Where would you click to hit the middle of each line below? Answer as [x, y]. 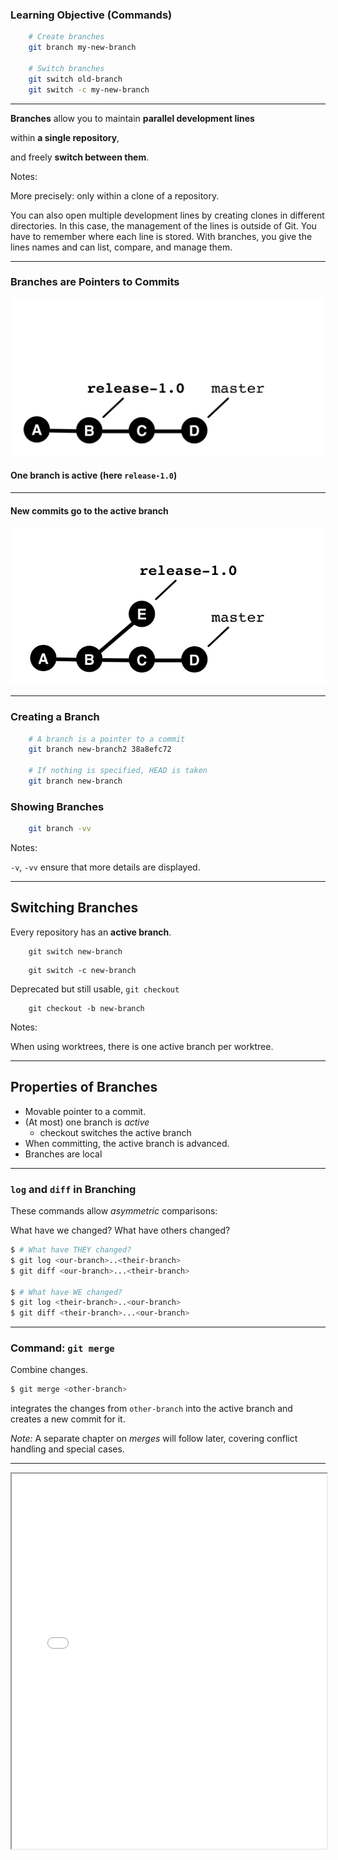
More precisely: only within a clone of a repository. [115, 195]
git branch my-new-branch [82, 48]
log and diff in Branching [73, 1189]
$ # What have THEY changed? [71, 1250]
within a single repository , [65, 137]
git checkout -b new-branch [86, 1008]
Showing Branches [57, 806]
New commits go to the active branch [89, 510]
